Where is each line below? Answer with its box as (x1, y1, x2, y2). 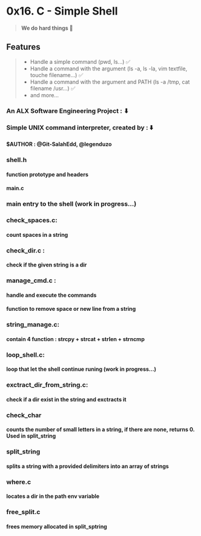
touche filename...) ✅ (30, 71, 84, 78)
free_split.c (6, 508, 41, 517)
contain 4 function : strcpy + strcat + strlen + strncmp (6, 335, 145, 342)
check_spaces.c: (6, 216, 58, 225)
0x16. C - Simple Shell (6, 4, 118, 18)
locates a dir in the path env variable (6, 493, 100, 500)
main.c (6, 185, 24, 192)
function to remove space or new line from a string (6, 305, 136, 313)
